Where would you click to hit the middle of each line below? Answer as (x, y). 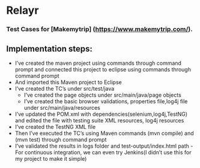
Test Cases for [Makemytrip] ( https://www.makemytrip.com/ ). (100, 29)
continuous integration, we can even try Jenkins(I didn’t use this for (108, 152)
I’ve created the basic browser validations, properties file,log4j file (106, 101)
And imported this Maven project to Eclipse (68, 82)
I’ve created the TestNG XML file (55, 127)
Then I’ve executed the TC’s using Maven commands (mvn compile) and (104, 133)
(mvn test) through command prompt (61, 139)
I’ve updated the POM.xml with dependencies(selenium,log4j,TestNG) (101, 114)
